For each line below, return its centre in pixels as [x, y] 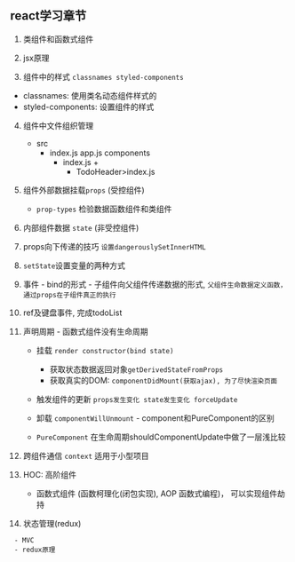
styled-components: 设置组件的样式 [88, 107]
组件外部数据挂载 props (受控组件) [84, 190]
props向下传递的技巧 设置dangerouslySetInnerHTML [115, 246]
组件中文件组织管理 [58, 125]
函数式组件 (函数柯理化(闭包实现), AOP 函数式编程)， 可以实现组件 [157, 493]
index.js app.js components [100, 153]
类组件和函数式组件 [58, 39]
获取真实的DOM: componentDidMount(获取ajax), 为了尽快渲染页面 [163, 380]
